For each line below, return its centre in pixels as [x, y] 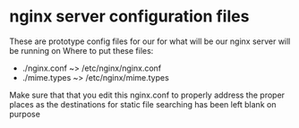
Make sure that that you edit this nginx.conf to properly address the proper [147, 95]
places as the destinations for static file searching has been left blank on [143, 104]
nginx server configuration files [129, 17]
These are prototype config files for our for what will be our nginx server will [150, 41]
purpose [25, 114]
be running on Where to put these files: [81, 50]
